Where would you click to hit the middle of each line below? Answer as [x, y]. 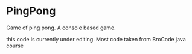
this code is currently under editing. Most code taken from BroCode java [96, 39]
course [15, 46]
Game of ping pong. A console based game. [61, 28]
